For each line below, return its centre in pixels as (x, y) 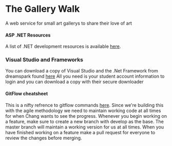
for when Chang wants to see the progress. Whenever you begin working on (86, 116)
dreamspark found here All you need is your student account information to (85, 76)
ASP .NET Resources (28, 35)
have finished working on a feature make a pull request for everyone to (80, 132)
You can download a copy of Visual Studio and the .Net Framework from (82, 71)
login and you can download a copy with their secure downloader (74, 82)
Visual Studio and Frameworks (44, 60)
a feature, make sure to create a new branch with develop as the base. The (85, 121)
